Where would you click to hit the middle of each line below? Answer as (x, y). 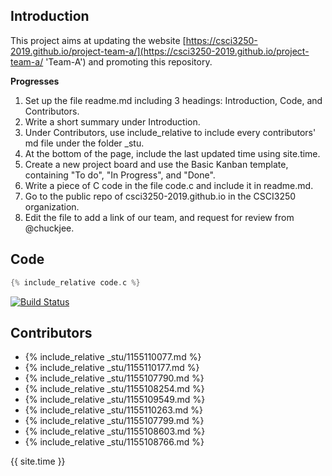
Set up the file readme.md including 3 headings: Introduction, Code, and (173, 100)
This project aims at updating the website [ (98, 40)
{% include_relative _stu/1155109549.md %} (115, 400)
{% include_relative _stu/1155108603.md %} (115, 431)
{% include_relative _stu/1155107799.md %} (114, 421)
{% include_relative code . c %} (75, 282)
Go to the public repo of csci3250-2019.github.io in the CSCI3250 (160, 196)
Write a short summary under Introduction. (112, 121)
